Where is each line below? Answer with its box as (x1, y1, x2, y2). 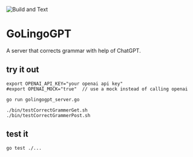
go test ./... (6, 145, 42, 151)
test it (6, 129, 28, 139)
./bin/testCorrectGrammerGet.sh (6, 107, 88, 113)
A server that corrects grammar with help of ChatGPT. (6, 47, 141, 54)
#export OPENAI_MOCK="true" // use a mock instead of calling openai (6, 85, 188, 92)
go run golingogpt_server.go (6, 96, 80, 102)
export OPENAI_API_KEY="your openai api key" (6, 81, 123, 87)
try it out (6, 64, 39, 75)
